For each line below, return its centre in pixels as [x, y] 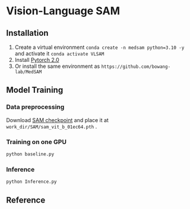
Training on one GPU [37, 142]
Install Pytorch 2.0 [37, 60]
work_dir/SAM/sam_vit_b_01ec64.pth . [52, 126]
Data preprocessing [35, 107]
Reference [26, 200]
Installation [27, 33]
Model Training [35, 90]
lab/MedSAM [28, 72]
